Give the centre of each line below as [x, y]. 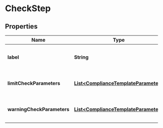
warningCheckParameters [38, 109]
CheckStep [28, 8]
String [81, 57]
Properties [21, 26]
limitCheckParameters [34, 83]
